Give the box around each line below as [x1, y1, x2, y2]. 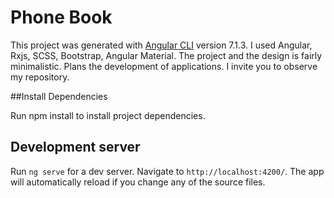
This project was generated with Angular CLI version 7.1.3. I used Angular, [10, 39, 313, 51]
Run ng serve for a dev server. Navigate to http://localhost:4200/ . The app [10, 165, 325, 177]
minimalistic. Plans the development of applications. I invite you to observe [10, 60, 318, 72]
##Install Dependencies [10, 90, 108, 102]
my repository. [10, 71, 70, 83]
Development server [10, 139, 141, 156]
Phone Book [10, 6, 113, 29]
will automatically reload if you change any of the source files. [10, 176, 266, 188]
